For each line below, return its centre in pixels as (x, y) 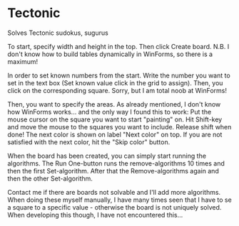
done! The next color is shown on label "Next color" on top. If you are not (115, 134)
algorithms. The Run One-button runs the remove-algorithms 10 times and (116, 163)
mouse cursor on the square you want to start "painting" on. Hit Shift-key (115, 119)
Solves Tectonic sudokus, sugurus (58, 33)
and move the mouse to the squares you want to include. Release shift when (119, 127)
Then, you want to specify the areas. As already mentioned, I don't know (114, 104)
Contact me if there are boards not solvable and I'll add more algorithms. (114, 192)
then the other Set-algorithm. (50, 178)
